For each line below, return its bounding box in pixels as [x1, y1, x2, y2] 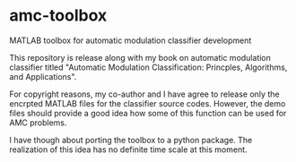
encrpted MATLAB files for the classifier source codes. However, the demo [9, 98, 286, 108]
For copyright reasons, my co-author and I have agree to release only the [9, 89, 280, 99]
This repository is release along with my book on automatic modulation [9, 52, 272, 63]
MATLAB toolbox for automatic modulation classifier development [9, 35, 252, 46]
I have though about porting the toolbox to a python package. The [9, 134, 253, 145]
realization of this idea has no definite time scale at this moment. [9, 144, 248, 155]
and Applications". [9, 71, 77, 81]
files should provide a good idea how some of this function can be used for [9, 107, 287, 118]
